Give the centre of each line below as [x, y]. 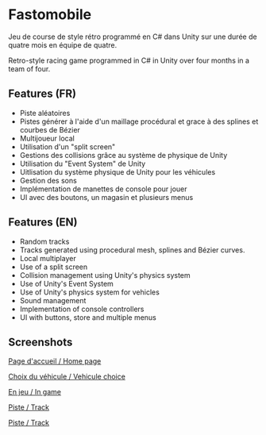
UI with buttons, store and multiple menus [88, 317]
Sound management [53, 300]
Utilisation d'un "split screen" [67, 146]
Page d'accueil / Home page [55, 361]
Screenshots [40, 342]
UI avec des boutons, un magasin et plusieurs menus [106, 197]
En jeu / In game [35, 392]
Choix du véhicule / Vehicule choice [67, 377]
